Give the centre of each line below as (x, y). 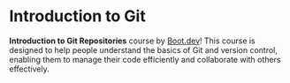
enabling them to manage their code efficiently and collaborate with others (145, 59)
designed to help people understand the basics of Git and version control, (144, 49)
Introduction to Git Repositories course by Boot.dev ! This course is (133, 41)
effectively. (30, 69)
